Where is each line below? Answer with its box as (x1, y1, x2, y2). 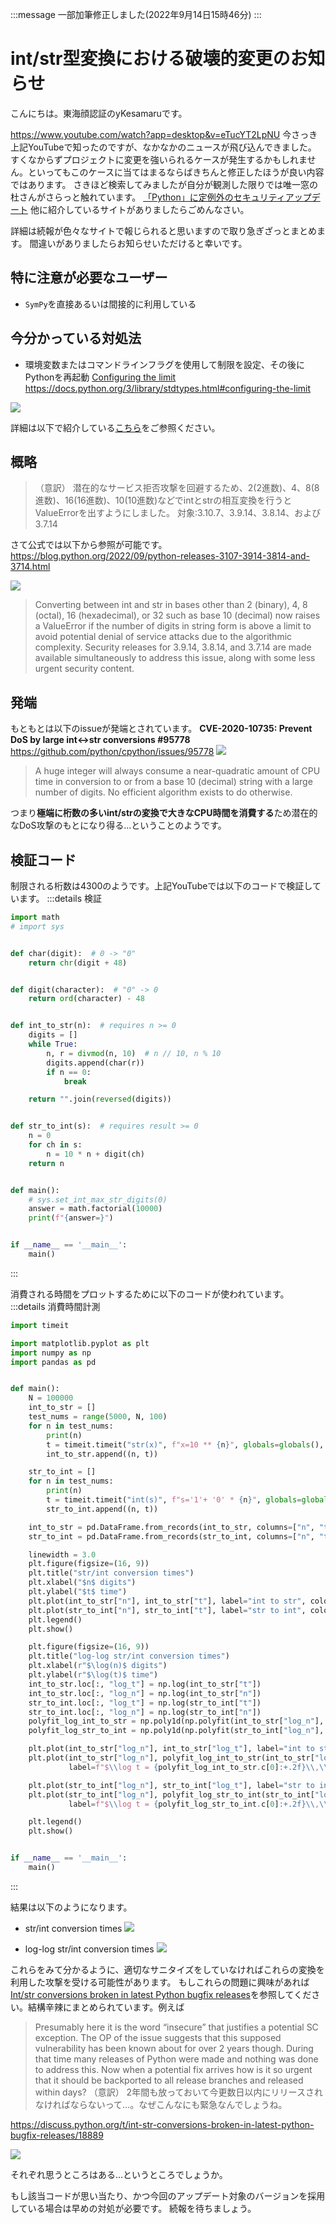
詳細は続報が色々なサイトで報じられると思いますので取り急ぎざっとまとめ (10, 224, 317, 237)
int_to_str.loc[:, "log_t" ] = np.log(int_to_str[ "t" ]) (28, 1679, 262, 1689)
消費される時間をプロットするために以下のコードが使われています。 (10, 1288, 290, 1300)
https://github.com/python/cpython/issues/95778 (10, 746, 215, 758)
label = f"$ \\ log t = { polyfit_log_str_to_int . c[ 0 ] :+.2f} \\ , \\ (68, 1799, 329, 1809)
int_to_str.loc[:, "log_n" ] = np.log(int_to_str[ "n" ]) (28, 1688, 262, 1698)
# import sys (10, 921, 65, 932)
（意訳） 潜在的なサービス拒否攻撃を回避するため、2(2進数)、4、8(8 (34, 482, 320, 494)
